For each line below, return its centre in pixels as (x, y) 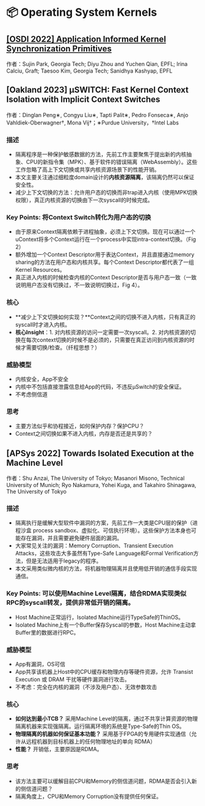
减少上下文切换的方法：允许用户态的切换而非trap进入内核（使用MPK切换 (106, 193)
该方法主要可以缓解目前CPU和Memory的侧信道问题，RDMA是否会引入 (103, 781)
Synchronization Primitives (59, 48)
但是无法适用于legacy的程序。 (64, 561)
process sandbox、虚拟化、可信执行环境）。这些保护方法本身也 (112, 530)
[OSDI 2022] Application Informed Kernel (86, 39)
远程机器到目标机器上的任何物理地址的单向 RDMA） (91, 741)
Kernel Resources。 (40, 270)
